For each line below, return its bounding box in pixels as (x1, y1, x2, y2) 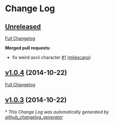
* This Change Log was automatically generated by (5, 109, 109, 115)
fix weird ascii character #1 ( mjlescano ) (12, 54, 91, 60)
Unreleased (5, 23, 41, 31)
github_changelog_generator (5, 114, 63, 120)
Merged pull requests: (5, 45, 51, 50)
